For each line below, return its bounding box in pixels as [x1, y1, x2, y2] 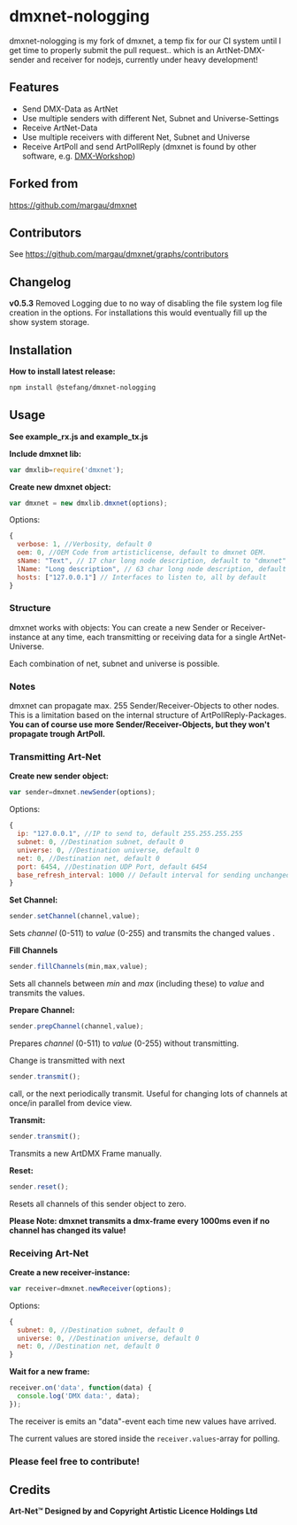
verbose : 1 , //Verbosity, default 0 [17, 540, 152, 549]
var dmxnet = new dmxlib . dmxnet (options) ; [9, 499, 168, 507]
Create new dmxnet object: [9, 481, 111, 492]
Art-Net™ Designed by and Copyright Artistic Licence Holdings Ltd [9, 1506, 258, 1516]
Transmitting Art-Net [9, 751, 102, 763]
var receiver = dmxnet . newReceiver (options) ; [9, 1284, 172, 1293]
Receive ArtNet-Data [21, 122, 98, 133]
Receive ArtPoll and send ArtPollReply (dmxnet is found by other [21, 141, 257, 151]
